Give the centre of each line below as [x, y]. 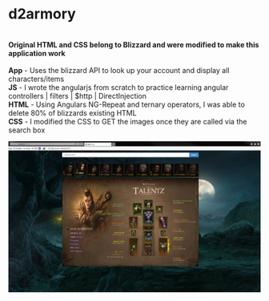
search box [27, 130]
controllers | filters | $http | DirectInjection [77, 96]
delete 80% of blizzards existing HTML [73, 112]
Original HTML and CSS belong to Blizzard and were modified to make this [134, 44]
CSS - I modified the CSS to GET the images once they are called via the [128, 121]
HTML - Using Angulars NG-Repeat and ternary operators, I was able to [127, 104]
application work [37, 53]
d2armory [42, 14]
